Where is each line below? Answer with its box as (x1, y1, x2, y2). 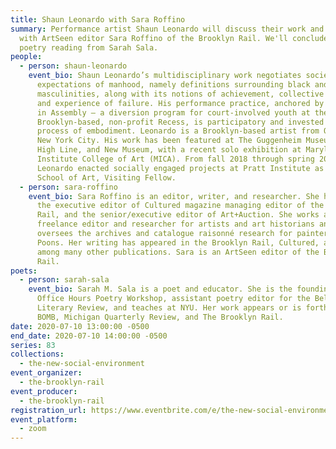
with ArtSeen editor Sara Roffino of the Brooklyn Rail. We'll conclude (19, 33, 329, 43)
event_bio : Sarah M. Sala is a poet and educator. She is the (28, 284, 293, 295)
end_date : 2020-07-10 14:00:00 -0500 (10, 331, 168, 341)
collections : (10, 349, 65, 360)
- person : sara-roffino (19, 182, 118, 192)
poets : (10, 266, 38, 276)
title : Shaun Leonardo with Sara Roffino (10, 14, 186, 25)
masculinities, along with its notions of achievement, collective (36, 89, 325, 99)
